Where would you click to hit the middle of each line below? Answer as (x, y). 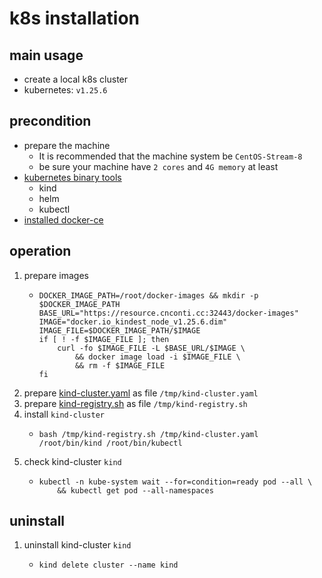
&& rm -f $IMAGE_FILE (120, 365)
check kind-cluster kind (72, 461)
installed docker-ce (63, 219)
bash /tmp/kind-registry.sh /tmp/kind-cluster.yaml (148, 434)
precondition (50, 121)
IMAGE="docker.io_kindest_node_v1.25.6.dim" (133, 322)
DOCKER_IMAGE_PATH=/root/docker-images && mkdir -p (148, 295)
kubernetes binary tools (72, 177)
